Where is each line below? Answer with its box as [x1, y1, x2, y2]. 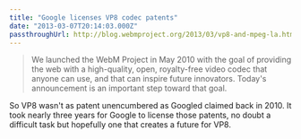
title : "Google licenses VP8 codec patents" [9, 13, 178, 22]
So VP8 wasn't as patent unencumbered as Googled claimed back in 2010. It [9, 100, 292, 111]
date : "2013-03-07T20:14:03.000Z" [9, 22, 139, 30]
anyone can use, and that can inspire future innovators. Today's [30, 74, 267, 84]
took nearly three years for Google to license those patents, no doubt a [9, 109, 271, 121]
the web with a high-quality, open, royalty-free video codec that [30, 64, 268, 74]
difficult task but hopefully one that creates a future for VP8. [9, 119, 231, 130]
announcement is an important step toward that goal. [30, 83, 228, 94]
